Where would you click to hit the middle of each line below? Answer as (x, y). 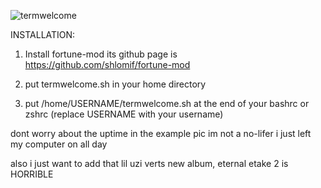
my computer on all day (59, 144)
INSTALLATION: (43, 34)
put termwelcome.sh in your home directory (115, 84)
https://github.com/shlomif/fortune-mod (107, 64)
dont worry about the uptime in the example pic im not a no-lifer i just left (161, 133)
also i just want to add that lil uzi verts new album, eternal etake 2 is (149, 163)
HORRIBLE (32, 174)
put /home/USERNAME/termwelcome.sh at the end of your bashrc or (167, 103)
